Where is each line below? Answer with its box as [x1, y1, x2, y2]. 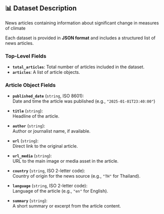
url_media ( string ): [12, 153, 52, 159]
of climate [5, 25, 26, 31]
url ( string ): [12, 138, 39, 144]
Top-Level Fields [5, 52, 46, 59]
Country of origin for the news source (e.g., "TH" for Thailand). [12, 173, 141, 179]
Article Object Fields [5, 82, 56, 89]
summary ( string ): [12, 198, 48, 204]
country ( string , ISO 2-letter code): [12, 168, 86, 174]
